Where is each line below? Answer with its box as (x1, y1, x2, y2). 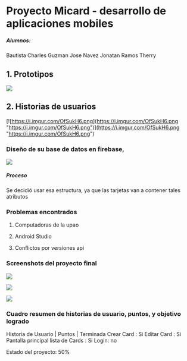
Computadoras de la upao (14, 221, 79, 228)
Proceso (6, 171, 27, 179)
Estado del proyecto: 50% (6, 348, 70, 355)
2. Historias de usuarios (6, 102, 96, 112)
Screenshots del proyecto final (6, 259, 97, 268)
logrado (6, 317, 30, 325)
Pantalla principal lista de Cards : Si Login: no (6, 337, 117, 344)
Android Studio (14, 233, 52, 240)
